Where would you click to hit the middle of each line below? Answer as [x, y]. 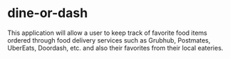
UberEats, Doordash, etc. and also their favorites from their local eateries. [115, 48]
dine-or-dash [48, 13]
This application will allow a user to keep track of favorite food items [108, 33]
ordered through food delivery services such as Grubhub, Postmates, [109, 40]
